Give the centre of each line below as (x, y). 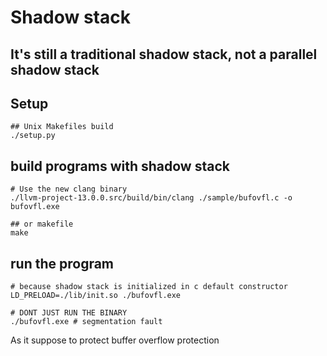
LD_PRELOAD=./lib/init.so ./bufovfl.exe (96, 296)
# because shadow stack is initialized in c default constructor (149, 287)
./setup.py (33, 136)
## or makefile (42, 224)
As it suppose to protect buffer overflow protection (115, 340)
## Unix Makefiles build (62, 127)
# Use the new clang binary (69, 189)
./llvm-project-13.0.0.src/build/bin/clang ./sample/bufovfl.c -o (151, 198)
